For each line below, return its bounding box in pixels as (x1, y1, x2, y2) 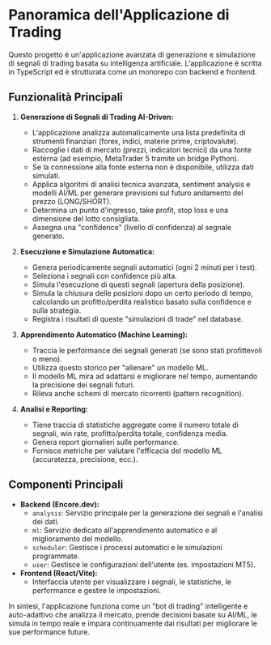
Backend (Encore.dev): (19, 499, 100, 509)
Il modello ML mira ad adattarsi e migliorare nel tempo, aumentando (32, 371, 258, 381)
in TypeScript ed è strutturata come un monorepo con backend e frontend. (8, 66, 257, 76)
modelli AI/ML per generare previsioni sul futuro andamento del (32, 188, 243, 198)
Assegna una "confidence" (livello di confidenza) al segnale (32, 222, 232, 232)
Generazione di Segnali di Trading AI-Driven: (19, 112, 174, 122)
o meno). (32, 354, 62, 364)
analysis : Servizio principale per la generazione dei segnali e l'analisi (32, 508, 263, 518)
